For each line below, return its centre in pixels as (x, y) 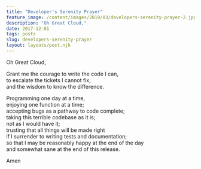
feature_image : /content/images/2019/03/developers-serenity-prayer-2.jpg (101, 17)
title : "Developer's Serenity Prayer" (54, 12)
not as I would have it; (33, 123)
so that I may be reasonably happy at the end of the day (75, 143)
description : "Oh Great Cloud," (46, 23)
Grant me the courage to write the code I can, (62, 74)
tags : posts (21, 34)
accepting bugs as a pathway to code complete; (66, 111)
